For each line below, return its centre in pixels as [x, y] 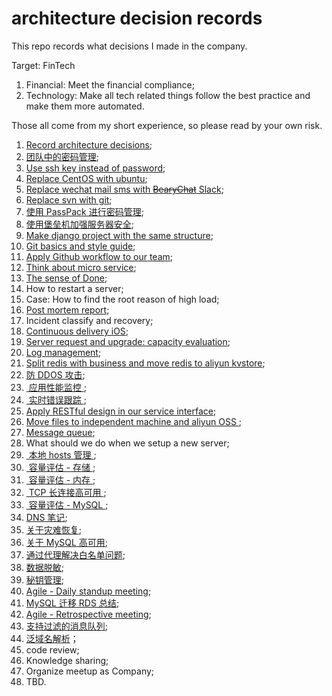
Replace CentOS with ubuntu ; [86, 178]
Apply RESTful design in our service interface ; [121, 411]
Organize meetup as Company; [90, 671]
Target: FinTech [43, 65]
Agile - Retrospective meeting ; [88, 614]
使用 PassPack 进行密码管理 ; [84, 211]
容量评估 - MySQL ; [68, 504]
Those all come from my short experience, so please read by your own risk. [167, 125]
